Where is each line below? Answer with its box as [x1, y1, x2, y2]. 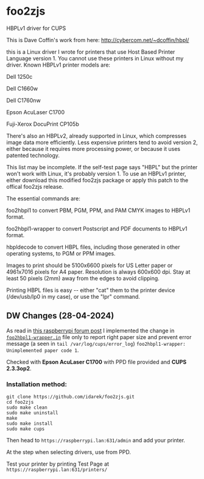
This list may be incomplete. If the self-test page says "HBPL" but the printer [6, 163, 198, 170]
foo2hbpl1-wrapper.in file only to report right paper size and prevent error [6, 333, 192, 340]
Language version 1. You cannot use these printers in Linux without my [6, 54, 184, 62]
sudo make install [6, 420, 53, 427]
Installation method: [6, 380, 68, 389]
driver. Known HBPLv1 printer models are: [6, 61, 111, 68]
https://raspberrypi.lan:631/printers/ [6, 467, 108, 473]
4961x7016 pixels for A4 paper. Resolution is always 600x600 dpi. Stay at [6, 268, 191, 276]
